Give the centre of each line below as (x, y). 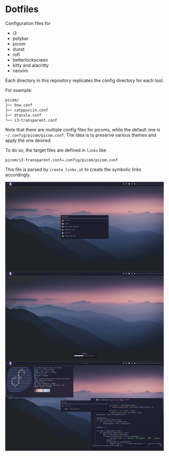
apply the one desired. (28, 140)
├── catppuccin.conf (27, 110)
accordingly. (18, 175)
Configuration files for (28, 23)
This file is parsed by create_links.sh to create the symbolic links (73, 169)
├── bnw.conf (19, 105)
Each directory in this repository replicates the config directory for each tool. (84, 80)
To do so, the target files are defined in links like (56, 150)
